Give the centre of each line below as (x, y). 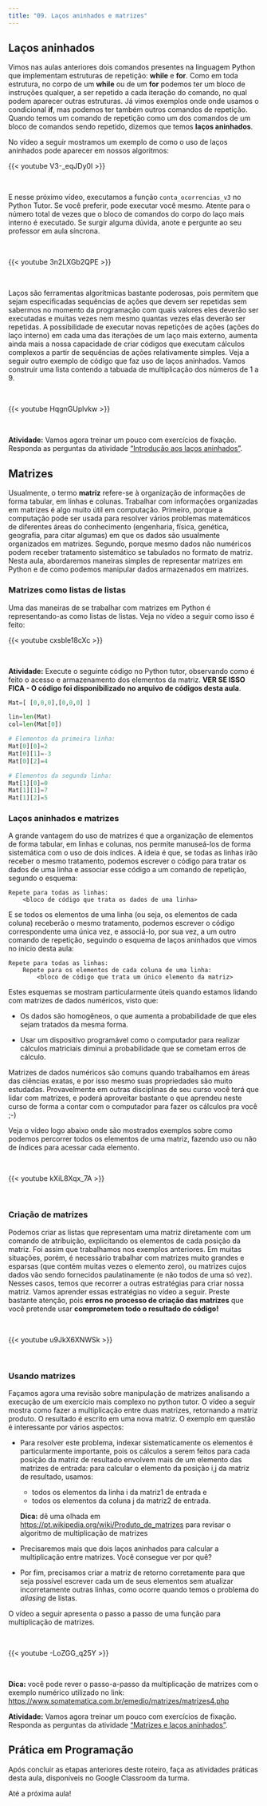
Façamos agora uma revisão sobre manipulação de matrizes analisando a (129, 1393)
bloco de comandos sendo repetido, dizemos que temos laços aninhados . (131, 127)
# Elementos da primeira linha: (62, 739)
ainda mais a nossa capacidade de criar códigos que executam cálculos (127, 344)
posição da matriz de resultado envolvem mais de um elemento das (131, 1460)
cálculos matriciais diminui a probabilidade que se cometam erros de (133, 1049)
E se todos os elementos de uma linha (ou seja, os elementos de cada (123, 915)
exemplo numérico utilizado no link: (67, 1692)
